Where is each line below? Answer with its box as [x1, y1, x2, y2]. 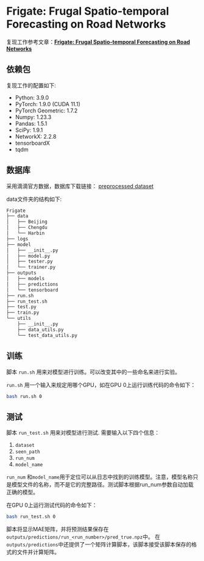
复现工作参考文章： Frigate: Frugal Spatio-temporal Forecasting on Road [6, 38, 191, 45]
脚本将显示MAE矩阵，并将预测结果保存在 [6, 526, 109, 533]
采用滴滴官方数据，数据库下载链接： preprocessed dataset [6, 182, 154, 190]
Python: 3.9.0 [15, 93, 49, 101]
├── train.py [6, 309, 40, 316]
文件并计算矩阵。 [16, 548, 60, 556]
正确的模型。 [6, 488, 38, 496]
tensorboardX [15, 139, 51, 147]
